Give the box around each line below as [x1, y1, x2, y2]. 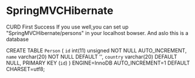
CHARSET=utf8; [6, 65, 45, 72]
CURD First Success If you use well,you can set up [6, 23, 129, 30]
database [6, 36, 29, 42]
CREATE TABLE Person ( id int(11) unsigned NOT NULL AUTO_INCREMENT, [6, 47, 187, 54]
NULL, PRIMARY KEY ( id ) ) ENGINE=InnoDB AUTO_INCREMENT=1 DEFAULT [6, 59, 190, 66]
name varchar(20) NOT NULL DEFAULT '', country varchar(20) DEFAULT [6, 53, 177, 60]
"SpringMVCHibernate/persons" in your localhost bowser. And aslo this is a [6, 29, 189, 36]
